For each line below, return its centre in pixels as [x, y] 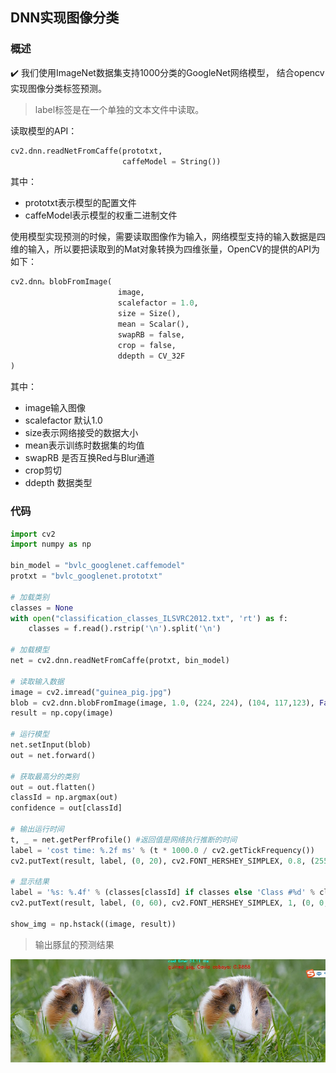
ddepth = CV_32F [151, 356]
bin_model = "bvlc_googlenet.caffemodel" [98, 566]
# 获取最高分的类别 [45, 776]
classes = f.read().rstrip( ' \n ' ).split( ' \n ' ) [125, 629]
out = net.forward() [53, 755]
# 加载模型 [30, 650]
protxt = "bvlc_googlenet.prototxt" [86, 576]
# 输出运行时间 [37, 829]
